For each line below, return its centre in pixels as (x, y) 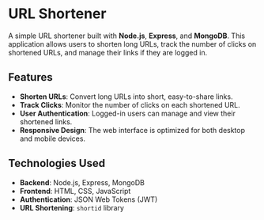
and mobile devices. (52, 138)
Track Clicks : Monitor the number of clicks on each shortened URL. (130, 104)
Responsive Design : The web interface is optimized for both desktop (132, 130)
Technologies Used (57, 163)
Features (30, 77)
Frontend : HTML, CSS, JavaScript (75, 191)
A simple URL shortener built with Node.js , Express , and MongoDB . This (127, 36)
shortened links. (46, 121)
